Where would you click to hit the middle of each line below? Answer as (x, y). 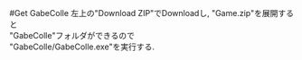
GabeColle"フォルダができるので (74, 35)
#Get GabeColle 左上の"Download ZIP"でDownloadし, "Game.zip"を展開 (144, 13)
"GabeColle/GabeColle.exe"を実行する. (82, 47)
